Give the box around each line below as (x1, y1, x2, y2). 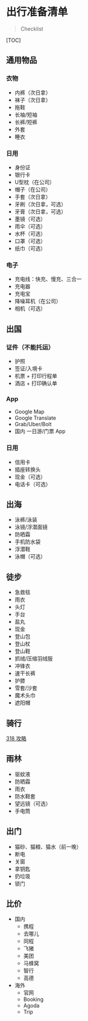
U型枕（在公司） (14, 178, 55, 186)
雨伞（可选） (14, 222, 46, 230)
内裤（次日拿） (14, 89, 51, 96)
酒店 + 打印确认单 (14, 380, 57, 387)
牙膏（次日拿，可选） (14, 208, 66, 215)
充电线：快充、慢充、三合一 (14, 275, 82, 283)
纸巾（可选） (14, 245, 46, 252)
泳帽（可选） (14, 553, 46, 560)
